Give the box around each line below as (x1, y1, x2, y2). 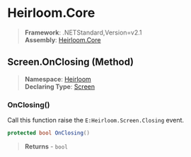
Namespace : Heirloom (24, 75, 92, 83)
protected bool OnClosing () (7, 130, 91, 137)
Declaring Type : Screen (24, 82, 95, 91)
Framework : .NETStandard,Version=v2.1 (24, 28, 142, 37)
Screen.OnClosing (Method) (7, 56, 134, 68)
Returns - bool (24, 142, 69, 151)
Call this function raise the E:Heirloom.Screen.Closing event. (7, 116, 185, 125)
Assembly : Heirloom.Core (24, 35, 101, 44)
